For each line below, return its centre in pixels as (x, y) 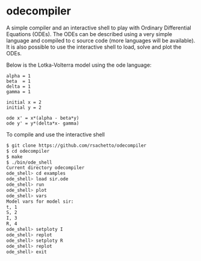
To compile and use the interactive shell (56, 134)
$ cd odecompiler (28, 151)
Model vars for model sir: (40, 201)
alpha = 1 (19, 76)
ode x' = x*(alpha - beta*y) (43, 118)
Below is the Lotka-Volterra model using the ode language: (79, 65)
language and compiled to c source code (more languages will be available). (101, 40)
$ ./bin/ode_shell (29, 162)
